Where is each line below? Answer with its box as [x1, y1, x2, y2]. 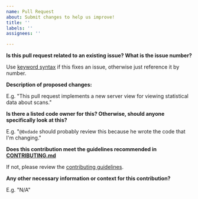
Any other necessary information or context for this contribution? [6, 175, 171, 182]
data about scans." [6, 99, 52, 106]
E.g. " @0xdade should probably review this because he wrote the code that [6, 128, 186, 135]
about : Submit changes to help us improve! [6, 14, 115, 20]
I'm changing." [6, 134, 41, 142]
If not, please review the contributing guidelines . [6, 164, 124, 171]
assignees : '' [6, 31, 41, 37]
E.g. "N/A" [6, 187, 31, 194]
